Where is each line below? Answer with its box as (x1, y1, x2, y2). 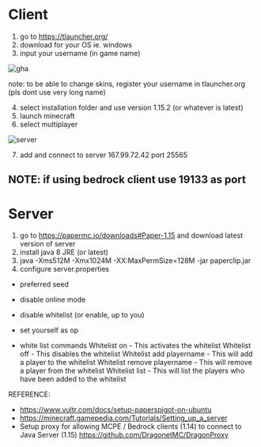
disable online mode (19, 295, 86, 305)
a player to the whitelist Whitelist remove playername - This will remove (19, 358, 253, 367)
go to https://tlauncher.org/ (19, 32, 108, 41)
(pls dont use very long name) (8, 87, 107, 96)
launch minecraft (19, 111, 75, 120)
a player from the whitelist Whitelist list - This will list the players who (19, 366, 245, 376)
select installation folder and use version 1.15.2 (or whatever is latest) (19, 103, 244, 112)
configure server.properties (19, 265, 110, 274)
